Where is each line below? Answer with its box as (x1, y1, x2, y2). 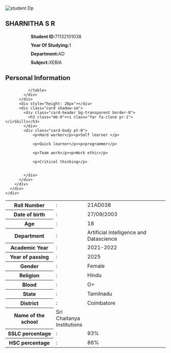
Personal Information (5, 74, 71, 82)
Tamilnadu (87, 290, 112, 297)
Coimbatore (87, 299, 116, 307)
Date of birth (13, 211, 45, 218)
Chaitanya (55, 315, 80, 322)
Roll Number (14, 202, 45, 208)
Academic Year (10, 244, 48, 251)
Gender (20, 263, 39, 270)
